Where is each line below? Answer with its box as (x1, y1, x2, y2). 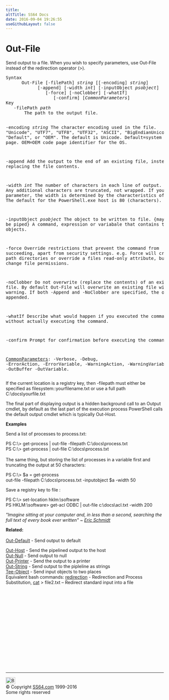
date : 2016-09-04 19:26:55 (6, 17, 62, 22)
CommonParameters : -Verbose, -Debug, (6, 356, 99, 362)
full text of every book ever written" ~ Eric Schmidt (6, 517, 111, 523)
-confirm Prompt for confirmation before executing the (6, 337, 146, 343)
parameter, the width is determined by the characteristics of (6, 192, 164, 198)
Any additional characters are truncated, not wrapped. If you (6, 187, 164, 193)
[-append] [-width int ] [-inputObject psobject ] (37, 85, 159, 91)
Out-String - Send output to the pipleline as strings (6, 564, 110, 570)
